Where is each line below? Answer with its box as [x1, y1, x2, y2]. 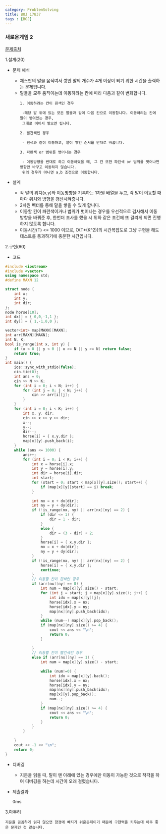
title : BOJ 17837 [5, 12, 41, 17]
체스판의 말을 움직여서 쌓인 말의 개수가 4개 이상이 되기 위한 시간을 [19, 77, 147, 83]
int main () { [5, 360, 32, 365]
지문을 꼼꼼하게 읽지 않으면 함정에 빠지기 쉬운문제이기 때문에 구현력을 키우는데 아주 [5, 820, 153, 825]
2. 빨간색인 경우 [19, 130, 50, 135]
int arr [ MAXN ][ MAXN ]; [5, 333, 50, 337]
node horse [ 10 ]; [5, 310, 39, 315]
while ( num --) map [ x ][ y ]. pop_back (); [40, 618, 119, 623]
